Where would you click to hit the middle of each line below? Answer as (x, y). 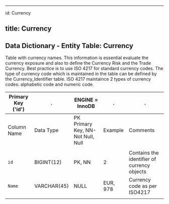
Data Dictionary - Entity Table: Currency (69, 46)
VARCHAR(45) (52, 186)
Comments (142, 130)
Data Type (47, 130)
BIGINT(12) (48, 162)
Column (17, 127)
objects (138, 172)
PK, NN (82, 162)
